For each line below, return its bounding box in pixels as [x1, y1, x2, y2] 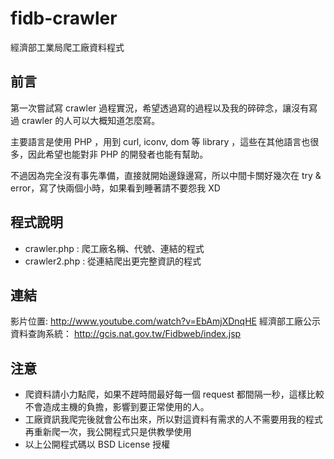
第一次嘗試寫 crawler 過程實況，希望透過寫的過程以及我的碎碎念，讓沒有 [10, 102, 310, 114]
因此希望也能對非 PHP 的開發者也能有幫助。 [27, 148, 209, 160]
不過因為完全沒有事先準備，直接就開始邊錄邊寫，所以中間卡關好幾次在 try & [10, 169, 322, 181]
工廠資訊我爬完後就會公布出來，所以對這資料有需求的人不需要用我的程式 [24, 413, 323, 426]
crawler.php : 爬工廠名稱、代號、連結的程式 [24, 242, 205, 254]
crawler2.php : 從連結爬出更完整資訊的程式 [24, 255, 202, 267]
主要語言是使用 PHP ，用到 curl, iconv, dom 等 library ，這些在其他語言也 [10, 135, 311, 147]
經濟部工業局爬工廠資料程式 [10, 41, 125, 53]
